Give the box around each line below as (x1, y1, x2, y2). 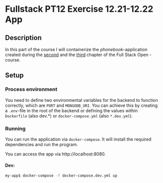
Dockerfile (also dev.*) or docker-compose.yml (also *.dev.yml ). (5, 113, 133, 119)
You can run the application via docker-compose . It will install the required (5, 136, 152, 142)
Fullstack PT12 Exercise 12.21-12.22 (5, 3, 154, 15)
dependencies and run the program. (5, 141, 79, 147)
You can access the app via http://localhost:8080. (5, 151, 106, 157)
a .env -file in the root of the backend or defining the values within (5, 107, 138, 114)
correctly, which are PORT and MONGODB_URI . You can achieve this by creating (5, 102, 158, 108)
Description (5, 33, 42, 42)
